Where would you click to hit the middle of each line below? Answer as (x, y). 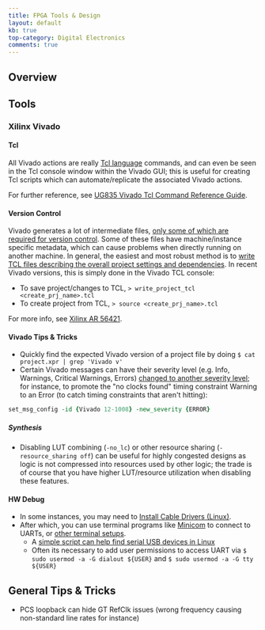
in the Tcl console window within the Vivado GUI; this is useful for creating (129, 172)
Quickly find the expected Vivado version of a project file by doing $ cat (137, 355)
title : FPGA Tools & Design (55, 15)
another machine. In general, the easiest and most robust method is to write (132, 256)
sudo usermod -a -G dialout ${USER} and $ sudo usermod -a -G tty (142, 559)
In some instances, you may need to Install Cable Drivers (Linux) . (125, 517)
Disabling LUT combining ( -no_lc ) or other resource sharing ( (119, 447)
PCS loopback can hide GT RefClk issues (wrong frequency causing (131, 609)
